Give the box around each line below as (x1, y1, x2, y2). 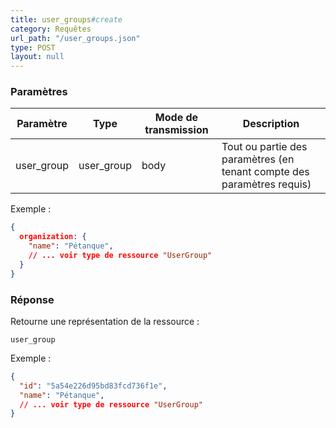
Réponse (10, 292, 55, 306)
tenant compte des (221, 165, 310, 179)
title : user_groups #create (10, 14, 123, 25)
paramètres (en (221, 152, 295, 166)
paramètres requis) (221, 177, 312, 191)
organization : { (19, 232, 87, 242)
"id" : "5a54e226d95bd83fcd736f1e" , (19, 381, 168, 391)
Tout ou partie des (221, 140, 308, 154)
